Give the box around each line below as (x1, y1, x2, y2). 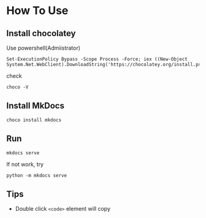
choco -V (6, 84, 29, 90)
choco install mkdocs (6, 117, 62, 123)
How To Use (6, 4, 69, 18)
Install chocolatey (6, 28, 76, 39)
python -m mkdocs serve (6, 172, 67, 178)
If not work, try (6, 160, 44, 168)
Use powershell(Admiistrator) (6, 44, 81, 51)
